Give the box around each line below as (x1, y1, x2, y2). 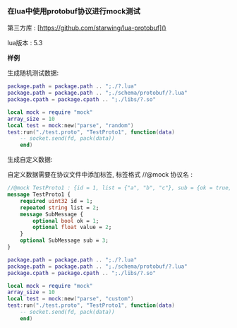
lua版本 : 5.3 (7, 39, 43, 47)
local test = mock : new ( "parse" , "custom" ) (7, 295, 134, 303)
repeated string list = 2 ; (20, 204, 99, 211)
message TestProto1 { (7, 191, 71, 199)
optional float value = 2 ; (32, 224, 112, 231)
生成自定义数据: (7, 156, 53, 164)
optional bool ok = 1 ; (32, 217, 99, 224)
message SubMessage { (20, 211, 83, 218)
